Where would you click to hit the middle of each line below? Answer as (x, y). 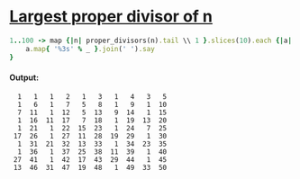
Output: (24, 77)
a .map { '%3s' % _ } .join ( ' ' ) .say (90, 49)
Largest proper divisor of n (111, 17)
